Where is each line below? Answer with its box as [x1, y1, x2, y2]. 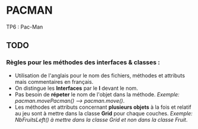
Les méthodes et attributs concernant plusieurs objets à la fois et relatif [14, 103, 191, 111]
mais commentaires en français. [14, 78, 94, 85]
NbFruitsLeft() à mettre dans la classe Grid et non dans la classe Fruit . [14, 116, 188, 123]
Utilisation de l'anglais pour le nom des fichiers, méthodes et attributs [14, 72, 186, 79]
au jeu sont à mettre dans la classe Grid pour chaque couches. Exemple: [14, 109, 193, 117]
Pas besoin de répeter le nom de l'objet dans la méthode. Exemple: [14, 90, 180, 98]
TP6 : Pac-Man [6, 23, 43, 30]
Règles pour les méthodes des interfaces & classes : [6, 58, 161, 67]
